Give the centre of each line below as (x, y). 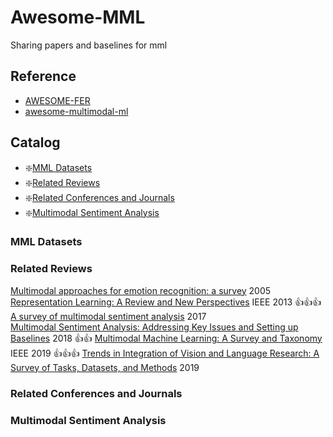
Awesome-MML (78, 17)
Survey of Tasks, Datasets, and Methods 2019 (105, 367)
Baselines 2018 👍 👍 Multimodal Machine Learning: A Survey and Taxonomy (166, 338)
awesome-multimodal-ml (76, 111)
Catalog (35, 142)
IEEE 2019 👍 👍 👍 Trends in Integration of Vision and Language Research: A (165, 353)
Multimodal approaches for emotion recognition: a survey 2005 (141, 290)
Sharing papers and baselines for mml (89, 45)
